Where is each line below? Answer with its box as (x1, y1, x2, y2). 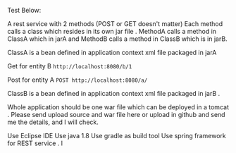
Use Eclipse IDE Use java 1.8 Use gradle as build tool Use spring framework (7, 132, 227, 140)
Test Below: (7, 6, 42, 14)
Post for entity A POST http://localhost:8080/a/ (7, 75, 148, 84)
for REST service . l (7, 139, 63, 147)
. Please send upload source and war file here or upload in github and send (7, 111, 225, 118)
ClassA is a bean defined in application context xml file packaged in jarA (7, 49, 217, 56)
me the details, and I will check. (7, 118, 99, 126)
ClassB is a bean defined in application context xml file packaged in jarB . (7, 90, 221, 97)
